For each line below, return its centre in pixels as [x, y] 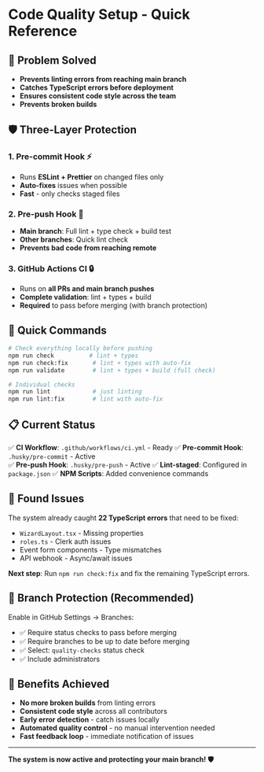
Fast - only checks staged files [70, 194]
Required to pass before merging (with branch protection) [114, 305]
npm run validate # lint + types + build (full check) [112, 370]
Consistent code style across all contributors [93, 711]
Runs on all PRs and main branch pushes [87, 289]
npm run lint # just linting [75, 392]
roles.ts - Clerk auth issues [65, 541]
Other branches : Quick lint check [73, 239]
